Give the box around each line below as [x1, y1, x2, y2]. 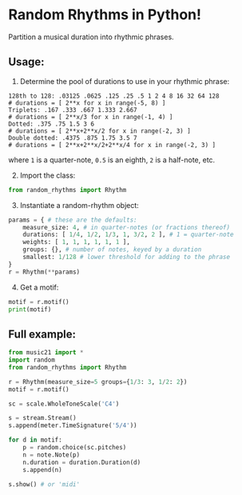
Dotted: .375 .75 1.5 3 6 [8, 120, 94, 128]
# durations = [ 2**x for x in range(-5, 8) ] [8, 98, 166, 107]
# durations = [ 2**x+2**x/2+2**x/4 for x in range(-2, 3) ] [8, 141, 216, 149]
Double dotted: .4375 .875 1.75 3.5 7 [8, 134, 137, 142]
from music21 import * [8, 349, 84, 357]
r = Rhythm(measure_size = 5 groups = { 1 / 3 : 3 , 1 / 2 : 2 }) [8, 377, 188, 385]
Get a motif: [19, 282, 59, 292]
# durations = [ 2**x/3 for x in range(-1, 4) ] [8, 113, 173, 121]
